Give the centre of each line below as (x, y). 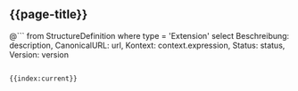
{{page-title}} (49, 15)
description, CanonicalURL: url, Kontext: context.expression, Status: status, (147, 45)
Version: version (39, 54)
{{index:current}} (43, 79)
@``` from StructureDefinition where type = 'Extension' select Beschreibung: (149, 35)
